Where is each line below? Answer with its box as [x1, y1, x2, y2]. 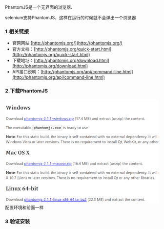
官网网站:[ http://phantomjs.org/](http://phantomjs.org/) [12, 40, 123, 46]
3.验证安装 [5, 218, 30, 225]
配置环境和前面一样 [5, 205, 44, 210]
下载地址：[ [12, 58, 36, 64]
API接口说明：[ [12, 69, 42, 75]
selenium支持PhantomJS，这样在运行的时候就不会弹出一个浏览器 [5, 15, 136, 21]
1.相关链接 [5, 28, 29, 35]
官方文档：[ [12, 46, 36, 52]
